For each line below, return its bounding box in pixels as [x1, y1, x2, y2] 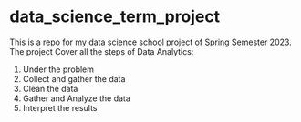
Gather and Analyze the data [22, 93, 130, 104]
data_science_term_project [9, 6, 221, 27]
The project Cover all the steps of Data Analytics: [9, 46, 194, 56]
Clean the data [22, 83, 78, 94]
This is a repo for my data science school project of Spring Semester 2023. [9, 36, 292, 47]
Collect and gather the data [22, 73, 126, 84]
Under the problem [22, 64, 94, 75]
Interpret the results [22, 102, 98, 113]
